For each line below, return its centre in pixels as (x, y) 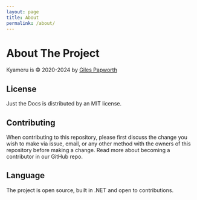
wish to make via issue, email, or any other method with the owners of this (99, 144)
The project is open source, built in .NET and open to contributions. (90, 190)
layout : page (23, 12)
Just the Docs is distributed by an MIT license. (64, 104)
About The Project (53, 53)
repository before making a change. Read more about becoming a (88, 150)
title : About (23, 18)
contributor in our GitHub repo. (45, 156)
